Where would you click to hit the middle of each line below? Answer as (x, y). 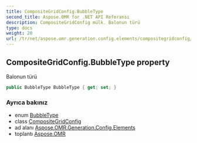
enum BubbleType (36, 115)
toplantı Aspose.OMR (40, 134)
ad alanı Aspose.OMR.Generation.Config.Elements (75, 127)
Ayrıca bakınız (27, 102)
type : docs (19, 28)
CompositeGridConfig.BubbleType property (88, 62)
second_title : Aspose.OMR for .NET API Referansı (68, 17)
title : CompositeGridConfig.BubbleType (55, 11)
